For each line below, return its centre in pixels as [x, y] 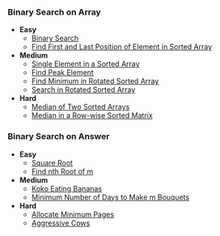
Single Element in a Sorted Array [85, 64]
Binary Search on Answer [59, 137]
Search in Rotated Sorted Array [83, 90]
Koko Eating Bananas [67, 188]
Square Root [52, 162]
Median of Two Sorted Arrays [80, 107]
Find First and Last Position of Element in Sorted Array [122, 47]
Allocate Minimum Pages [73, 214]
